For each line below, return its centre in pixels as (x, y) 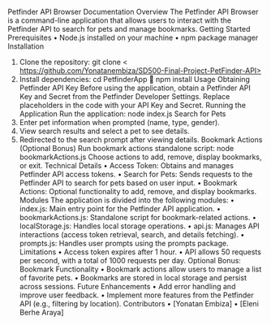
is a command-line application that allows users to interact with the (120, 20)
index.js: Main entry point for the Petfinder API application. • (120, 209)
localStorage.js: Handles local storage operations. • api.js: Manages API (140, 226)
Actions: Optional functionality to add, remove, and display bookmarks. (138, 191)
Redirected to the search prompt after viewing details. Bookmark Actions (141, 140)
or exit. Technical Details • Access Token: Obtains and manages (127, 165)
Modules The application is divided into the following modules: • (127, 200)
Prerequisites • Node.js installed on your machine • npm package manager (133, 37)
